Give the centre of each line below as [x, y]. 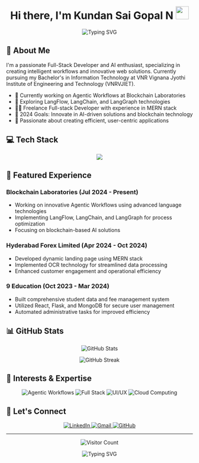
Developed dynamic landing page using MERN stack [79, 258]
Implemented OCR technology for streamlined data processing [91, 265]
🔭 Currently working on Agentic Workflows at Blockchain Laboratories [100, 95]
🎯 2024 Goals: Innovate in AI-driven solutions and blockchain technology [104, 114]
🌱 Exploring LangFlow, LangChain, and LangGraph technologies [92, 101]
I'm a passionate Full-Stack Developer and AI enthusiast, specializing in [93, 65]
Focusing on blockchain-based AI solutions [67, 230]
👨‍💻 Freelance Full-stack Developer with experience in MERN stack [96, 108]
